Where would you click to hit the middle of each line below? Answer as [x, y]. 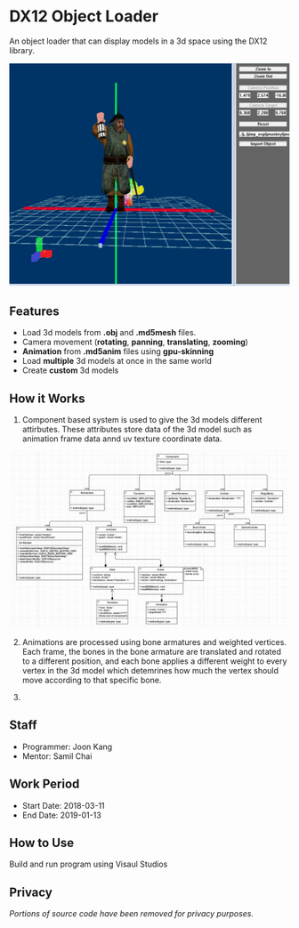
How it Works [47, 398]
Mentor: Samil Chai [57, 756]
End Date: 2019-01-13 [62, 815]
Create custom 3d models [70, 370]
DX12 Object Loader [84, 16]
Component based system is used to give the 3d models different [142, 420]
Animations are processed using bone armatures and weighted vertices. [154, 642]
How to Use [42, 843]
